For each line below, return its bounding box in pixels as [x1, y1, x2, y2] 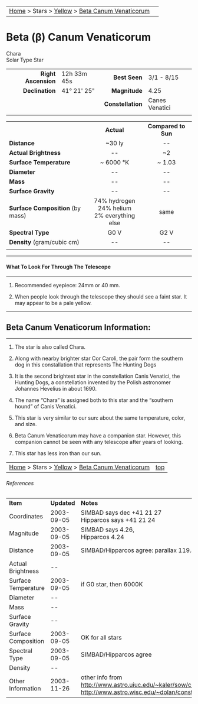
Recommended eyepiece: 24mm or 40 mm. [14, 282, 121, 289]
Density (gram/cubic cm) [9, 238, 80, 246]
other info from [80, 673, 123, 682]
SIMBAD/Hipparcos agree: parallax [80, 546, 177, 554]
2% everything [94, 211, 136, 219]
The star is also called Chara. [14, 343, 85, 351]
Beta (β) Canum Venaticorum [6, 31, 151, 44]
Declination [22, 86, 56, 95]
